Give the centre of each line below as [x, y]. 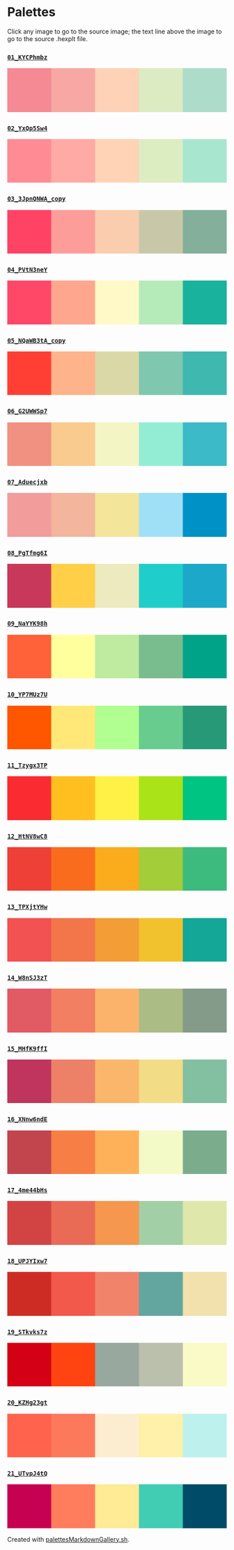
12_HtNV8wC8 [28, 836]
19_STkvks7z [28, 1332]
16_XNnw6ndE [28, 1119]
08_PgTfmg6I [28, 553]
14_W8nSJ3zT [28, 978]
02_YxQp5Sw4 [28, 128]
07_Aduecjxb [28, 482]
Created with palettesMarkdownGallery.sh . [69, 1539]
